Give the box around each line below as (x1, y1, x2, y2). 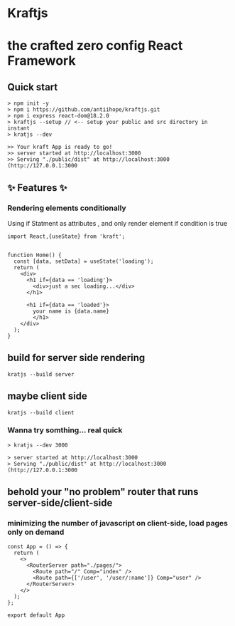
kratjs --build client (7, 409, 75, 416)
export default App (7, 612, 65, 619)
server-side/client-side (7, 497, 113, 509)
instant (7, 125, 31, 132)
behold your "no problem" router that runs (7, 486, 199, 498)
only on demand (7, 527, 65, 537)
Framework (7, 53, 76, 69)
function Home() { (7, 251, 62, 259)
